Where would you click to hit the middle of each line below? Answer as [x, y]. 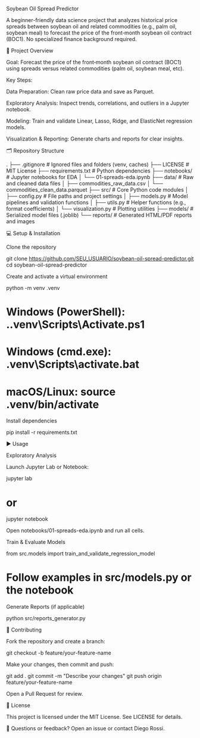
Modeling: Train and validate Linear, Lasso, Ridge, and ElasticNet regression [99, 121]
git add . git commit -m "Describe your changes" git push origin [84, 676]
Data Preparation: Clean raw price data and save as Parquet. [80, 91]
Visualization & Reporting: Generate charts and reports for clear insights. [95, 139]
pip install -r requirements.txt [42, 432]
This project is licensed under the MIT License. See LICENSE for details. [94, 717]
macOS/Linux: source [61, 392]
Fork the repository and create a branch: [56, 642]
